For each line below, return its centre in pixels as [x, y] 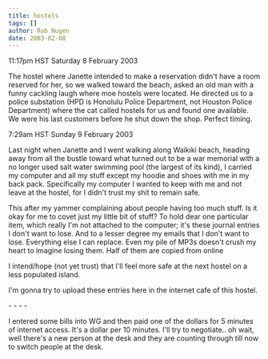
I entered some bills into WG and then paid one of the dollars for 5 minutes [131, 321]
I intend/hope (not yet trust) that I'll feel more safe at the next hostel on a [128, 266]
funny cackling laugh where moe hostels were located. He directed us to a [131, 94]
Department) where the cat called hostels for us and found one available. [129, 111]
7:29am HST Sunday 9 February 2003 [71, 135]
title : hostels [34, 16]
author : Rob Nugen [39, 30]
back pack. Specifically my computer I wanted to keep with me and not [125, 184]
